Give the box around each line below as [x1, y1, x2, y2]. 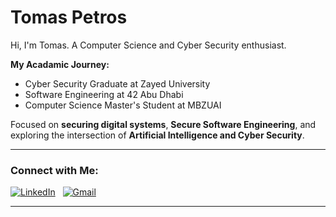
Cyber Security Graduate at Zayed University [24, 77, 211, 90]
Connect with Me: [10, 163, 99, 177]
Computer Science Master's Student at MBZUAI [24, 99, 222, 111]
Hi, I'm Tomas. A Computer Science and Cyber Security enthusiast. [10, 39, 287, 51]
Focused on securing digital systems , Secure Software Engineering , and [10, 118, 317, 130]
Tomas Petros [10, 6, 128, 29]
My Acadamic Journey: [10, 58, 110, 70]
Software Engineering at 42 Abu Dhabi [24, 88, 184, 100]
